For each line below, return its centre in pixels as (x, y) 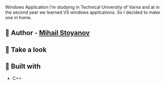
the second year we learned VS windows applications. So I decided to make (82, 12)
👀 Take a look (26, 49)
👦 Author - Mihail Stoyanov (48, 33)
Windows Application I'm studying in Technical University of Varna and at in (82, 7)
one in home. (19, 17)
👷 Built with (23, 67)
